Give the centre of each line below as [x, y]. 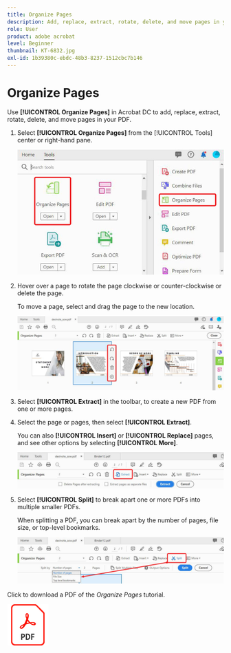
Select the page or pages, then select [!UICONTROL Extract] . [104, 422]
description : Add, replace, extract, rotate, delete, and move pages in [113, 22]
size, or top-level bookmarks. [58, 527]
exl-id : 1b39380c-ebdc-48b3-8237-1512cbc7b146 [75, 58]
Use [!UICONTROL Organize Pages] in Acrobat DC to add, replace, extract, [114, 112]
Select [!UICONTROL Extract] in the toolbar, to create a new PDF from [117, 402]
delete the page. [40, 293]
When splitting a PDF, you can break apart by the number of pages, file [118, 520]
